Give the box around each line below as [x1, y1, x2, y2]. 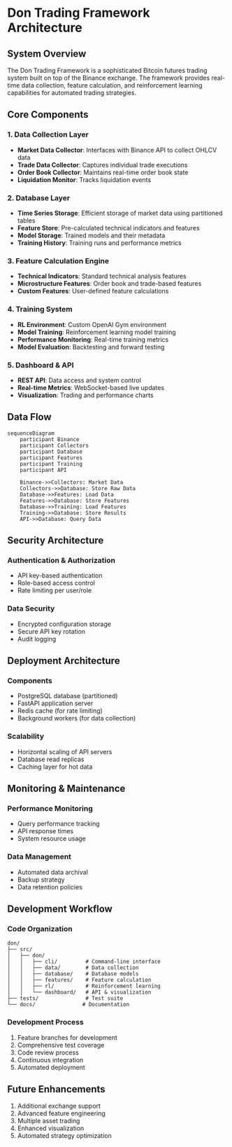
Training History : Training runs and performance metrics [17, 238, 182, 246]
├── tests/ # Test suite [7, 995, 124, 1002]
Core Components [7, 109, 89, 120]
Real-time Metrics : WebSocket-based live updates [17, 383, 165, 391]
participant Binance [20, 436, 80, 443]
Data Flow [7, 411, 52, 423]
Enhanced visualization [17, 1124, 85, 1132]
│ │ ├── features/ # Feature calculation [7, 977, 152, 984]
